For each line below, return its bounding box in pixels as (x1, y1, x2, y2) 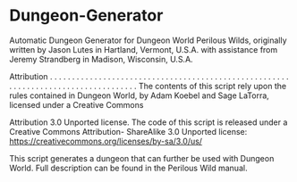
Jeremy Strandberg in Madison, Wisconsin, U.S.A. (9, 54, 194, 64)
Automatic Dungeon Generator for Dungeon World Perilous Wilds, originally (9, 35, 288, 45)
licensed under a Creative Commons (9, 99, 144, 110)
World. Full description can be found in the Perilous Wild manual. (9, 162, 248, 173)
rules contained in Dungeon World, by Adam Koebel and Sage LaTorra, (9, 90, 270, 101)
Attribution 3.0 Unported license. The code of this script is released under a (9, 117, 288, 128)
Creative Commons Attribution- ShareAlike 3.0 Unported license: (9, 126, 248, 136)
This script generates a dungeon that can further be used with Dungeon (9, 153, 275, 163)
